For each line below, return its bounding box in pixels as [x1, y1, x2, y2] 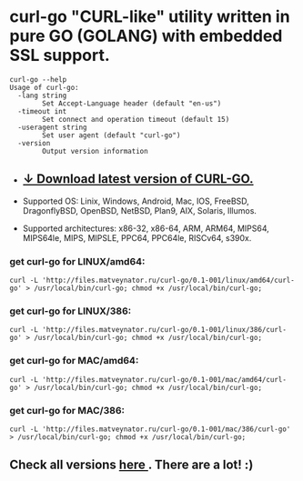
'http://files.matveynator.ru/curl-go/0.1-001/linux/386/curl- [42, 326, 287, 335]
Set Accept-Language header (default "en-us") [42, 98, 222, 108]
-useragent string [17, 123, 88, 132]
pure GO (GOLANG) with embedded [9, 25, 283, 46]
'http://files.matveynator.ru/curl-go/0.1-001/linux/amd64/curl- [42, 276, 296, 286]
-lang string [17, 91, 67, 100]
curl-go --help [9, 75, 67, 84]
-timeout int [17, 106, 67, 115]
